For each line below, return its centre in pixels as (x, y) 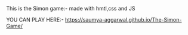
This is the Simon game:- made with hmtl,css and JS (71, 8)
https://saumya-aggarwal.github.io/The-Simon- (123, 20)
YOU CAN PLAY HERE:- (35, 20)
